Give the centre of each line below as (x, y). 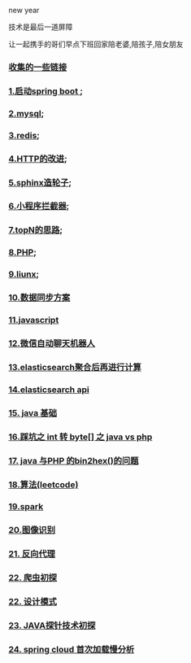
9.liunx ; (24, 274)
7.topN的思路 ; (36, 230)
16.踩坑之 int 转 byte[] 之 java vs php (80, 437)
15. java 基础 (33, 412)
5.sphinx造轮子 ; (40, 182)
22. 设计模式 (33, 602)
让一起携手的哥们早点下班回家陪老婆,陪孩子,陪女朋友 (96, 44)
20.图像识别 (32, 530)
